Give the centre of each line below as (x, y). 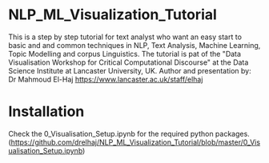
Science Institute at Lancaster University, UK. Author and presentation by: (130, 70)
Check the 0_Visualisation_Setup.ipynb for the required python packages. (129, 133)
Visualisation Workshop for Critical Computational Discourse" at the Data (128, 62)
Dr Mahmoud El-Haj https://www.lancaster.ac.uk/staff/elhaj (106, 79)
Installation (46, 111)
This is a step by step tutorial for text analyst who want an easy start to (125, 37)
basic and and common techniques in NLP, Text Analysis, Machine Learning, (134, 45)
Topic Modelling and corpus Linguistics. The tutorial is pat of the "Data (125, 54)
